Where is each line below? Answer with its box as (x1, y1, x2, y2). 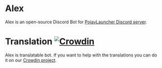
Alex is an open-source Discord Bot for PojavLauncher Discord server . (5, 19, 147, 25)
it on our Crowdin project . (5, 57, 57, 63)
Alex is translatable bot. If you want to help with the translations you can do (5, 52, 157, 58)
